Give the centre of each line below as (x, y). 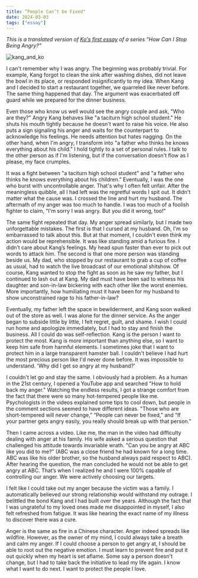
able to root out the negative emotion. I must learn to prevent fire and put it (97, 550)
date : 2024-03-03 (27, 17)
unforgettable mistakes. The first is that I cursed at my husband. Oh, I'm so (97, 229)
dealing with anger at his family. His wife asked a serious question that (92, 439)
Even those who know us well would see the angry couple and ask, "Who (95, 112)
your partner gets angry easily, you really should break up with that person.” (99, 421)
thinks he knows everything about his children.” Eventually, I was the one (95, 180)
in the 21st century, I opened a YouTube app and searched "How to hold (94, 384)
